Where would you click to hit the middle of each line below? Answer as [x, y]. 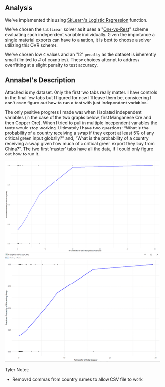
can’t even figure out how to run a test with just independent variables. [77, 103]
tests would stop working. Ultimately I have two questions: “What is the [77, 128]
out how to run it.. [23, 154]
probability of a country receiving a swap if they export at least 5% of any [80, 133]
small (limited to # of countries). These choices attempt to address [72, 60]
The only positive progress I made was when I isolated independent [73, 112]
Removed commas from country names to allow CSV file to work [78, 379]
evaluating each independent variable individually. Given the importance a [80, 34]
